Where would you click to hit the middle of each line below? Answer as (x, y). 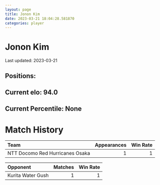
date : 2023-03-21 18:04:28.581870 (40, 18)
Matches (64, 167)
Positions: (21, 76)
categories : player (25, 23)
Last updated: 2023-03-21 (31, 61)
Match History (34, 130)
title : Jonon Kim (22, 14)
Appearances (111, 145)
